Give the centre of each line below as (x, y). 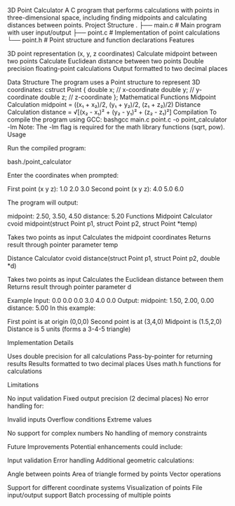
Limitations (23, 385)
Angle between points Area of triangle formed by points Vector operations (114, 474)
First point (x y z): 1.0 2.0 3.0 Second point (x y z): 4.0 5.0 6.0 (96, 189)
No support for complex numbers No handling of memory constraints (107, 433)
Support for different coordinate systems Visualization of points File (105, 487)
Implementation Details (40, 343)
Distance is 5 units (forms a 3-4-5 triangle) (69, 329)
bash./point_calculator (39, 162)
